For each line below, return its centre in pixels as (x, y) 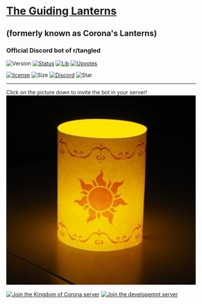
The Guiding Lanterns (62, 11)
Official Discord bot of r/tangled (54, 50)
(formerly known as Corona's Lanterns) (82, 33)
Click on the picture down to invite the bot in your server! (77, 92)
